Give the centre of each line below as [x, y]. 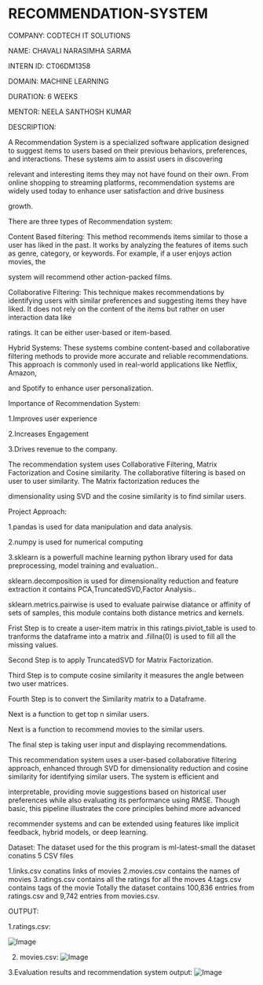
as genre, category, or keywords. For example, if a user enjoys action [120, 253]
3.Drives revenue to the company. [63, 448]
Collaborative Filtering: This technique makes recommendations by [117, 292]
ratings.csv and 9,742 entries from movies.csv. [84, 896]
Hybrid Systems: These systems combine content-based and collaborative [129, 348]
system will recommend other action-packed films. [90, 277]
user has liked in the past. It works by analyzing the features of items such [128, 245]
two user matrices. [38, 683]
